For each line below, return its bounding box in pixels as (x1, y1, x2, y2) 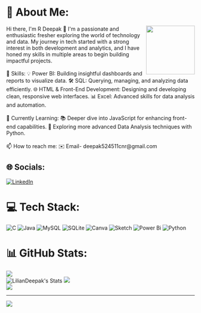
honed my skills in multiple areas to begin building (6, 50, 130, 58)
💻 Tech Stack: (6, 200, 80, 213)
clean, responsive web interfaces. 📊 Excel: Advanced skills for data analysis (6, 92, 195, 100)
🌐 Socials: (6, 162, 45, 173)
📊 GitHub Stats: (6, 246, 88, 260)
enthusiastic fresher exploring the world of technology (6, 31, 141, 38)
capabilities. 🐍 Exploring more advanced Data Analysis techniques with (17, 123, 193, 130)
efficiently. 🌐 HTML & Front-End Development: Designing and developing (6, 85, 187, 92)
